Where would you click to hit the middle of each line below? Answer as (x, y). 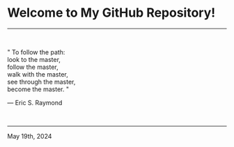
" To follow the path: (36, 52)
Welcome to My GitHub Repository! (111, 13)
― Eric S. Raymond (35, 102)
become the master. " (38, 89)
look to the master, (34, 59)
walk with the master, (38, 74)
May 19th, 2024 (30, 136)
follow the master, (33, 67)
